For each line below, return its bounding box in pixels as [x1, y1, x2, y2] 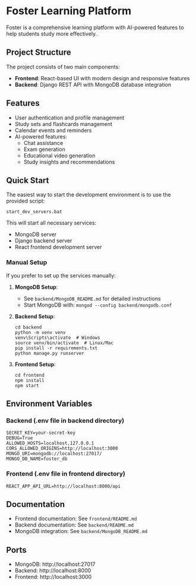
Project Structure [6, 48, 71, 58]
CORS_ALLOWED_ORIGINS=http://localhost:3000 [6, 446, 118, 452]
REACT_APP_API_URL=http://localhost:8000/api [6, 483, 121, 489]
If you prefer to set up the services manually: [6, 272, 116, 279]
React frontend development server [14, 244, 102, 251]
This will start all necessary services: [6, 219, 97, 226]
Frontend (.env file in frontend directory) [6, 470, 126, 478]
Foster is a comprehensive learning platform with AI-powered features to [6, 24, 184, 31]
